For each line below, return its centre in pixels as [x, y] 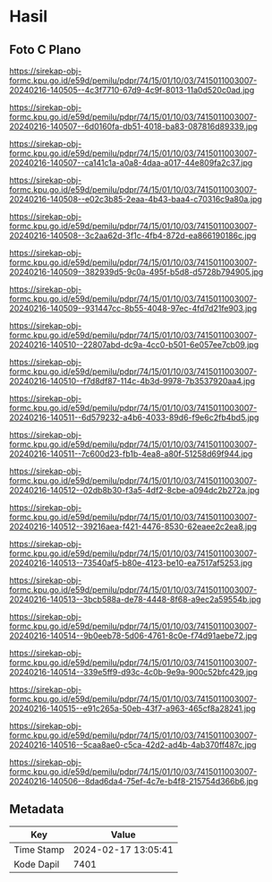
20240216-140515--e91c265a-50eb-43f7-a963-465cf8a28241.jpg [133, 708]
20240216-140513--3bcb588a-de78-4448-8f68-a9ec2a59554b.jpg [135, 599]
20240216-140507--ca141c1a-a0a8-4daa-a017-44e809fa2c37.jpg [131, 163]
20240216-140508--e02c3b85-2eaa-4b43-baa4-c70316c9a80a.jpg [136, 199]
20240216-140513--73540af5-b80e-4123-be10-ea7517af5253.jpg [131, 563]
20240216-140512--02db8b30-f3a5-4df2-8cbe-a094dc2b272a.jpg [135, 490]
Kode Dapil [37, 864]
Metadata [37, 809]
